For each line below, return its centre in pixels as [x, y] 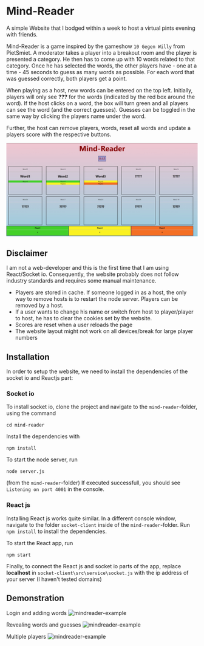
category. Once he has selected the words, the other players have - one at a [102, 66]
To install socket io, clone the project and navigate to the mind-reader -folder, [102, 407]
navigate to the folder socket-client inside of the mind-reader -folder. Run [98, 524]
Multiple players [26, 636]
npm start [19, 555]
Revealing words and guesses [44, 625]
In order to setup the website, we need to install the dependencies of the [97, 371]
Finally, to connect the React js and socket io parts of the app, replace [94, 566]
